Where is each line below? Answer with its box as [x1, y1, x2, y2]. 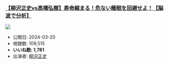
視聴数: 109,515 [12, 41, 45, 47]
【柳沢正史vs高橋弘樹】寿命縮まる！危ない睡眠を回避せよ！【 [5, 4, 159, 11]
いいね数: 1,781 [12, 47, 45, 53]
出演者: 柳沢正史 [12, 53, 47, 59]
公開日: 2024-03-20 [12, 34, 55, 40]
